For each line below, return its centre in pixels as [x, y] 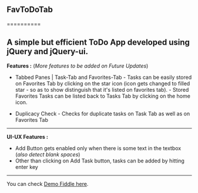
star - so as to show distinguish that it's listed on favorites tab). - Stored [102, 89]
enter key [27, 167]
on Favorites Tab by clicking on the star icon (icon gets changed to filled [103, 83]
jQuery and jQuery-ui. [48, 51]
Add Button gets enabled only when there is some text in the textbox [98, 148]
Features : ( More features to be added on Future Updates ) [78, 66]
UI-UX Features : [28, 137]
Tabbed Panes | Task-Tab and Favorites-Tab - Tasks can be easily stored [103, 77]
